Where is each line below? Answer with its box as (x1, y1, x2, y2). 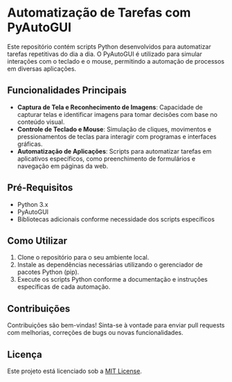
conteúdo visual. (17, 118, 65, 126)
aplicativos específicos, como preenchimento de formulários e (17, 154, 196, 163)
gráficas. (17, 140, 43, 148)
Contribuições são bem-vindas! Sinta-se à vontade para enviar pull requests (7, 321, 225, 329)
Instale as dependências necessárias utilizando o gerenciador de (17, 261, 203, 269)
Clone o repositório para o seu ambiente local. (17, 253, 150, 262)
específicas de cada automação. (17, 282, 111, 291)
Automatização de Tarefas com (7, 5, 191, 21)
